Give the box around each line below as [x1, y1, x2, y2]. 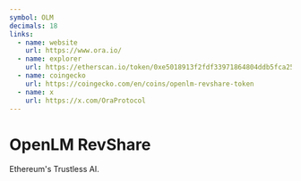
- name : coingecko [17, 71, 87, 80]
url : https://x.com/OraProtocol [25, 95, 146, 105]
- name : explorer [17, 54, 82, 63]
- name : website [17, 37, 78, 47]
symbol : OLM [9, 12, 54, 22]
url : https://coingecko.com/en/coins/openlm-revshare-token [25, 79, 254, 88]
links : [9, 29, 34, 38]
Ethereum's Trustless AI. [9, 164, 100, 175]
